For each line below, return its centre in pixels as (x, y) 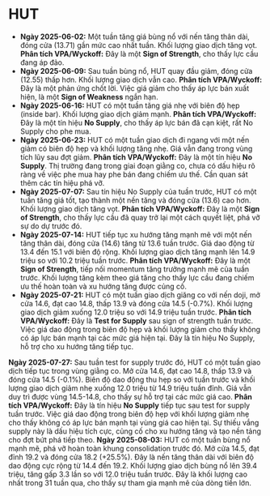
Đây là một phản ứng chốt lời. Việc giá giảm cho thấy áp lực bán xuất (135, 88)
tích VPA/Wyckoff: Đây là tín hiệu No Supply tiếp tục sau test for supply (129, 405)
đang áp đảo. (42, 62)
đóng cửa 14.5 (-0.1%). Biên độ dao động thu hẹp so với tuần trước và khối (132, 379)
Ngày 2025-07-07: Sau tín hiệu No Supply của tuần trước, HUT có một (138, 191)
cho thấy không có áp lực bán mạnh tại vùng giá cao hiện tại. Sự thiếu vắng (134, 422)
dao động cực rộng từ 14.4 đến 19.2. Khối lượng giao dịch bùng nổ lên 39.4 (133, 465)
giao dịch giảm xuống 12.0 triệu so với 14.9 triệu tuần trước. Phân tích (136, 312)
